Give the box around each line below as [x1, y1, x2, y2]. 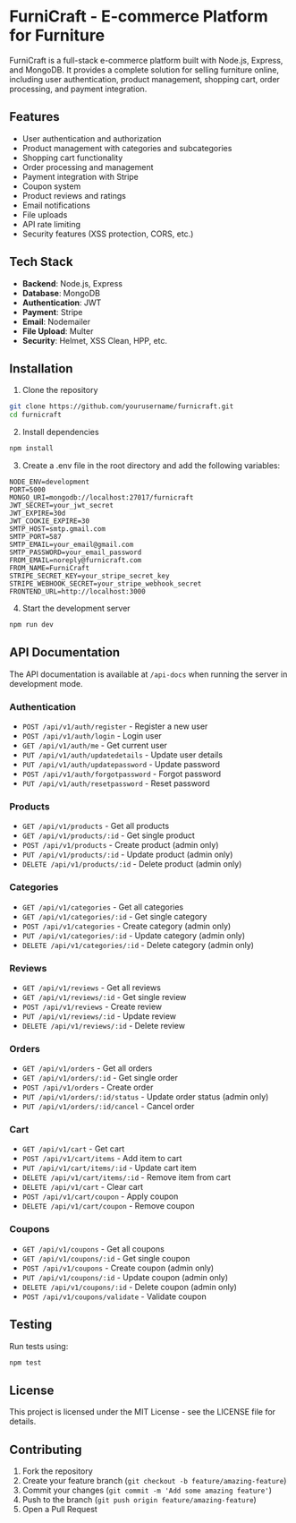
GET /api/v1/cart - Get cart [21, 1143, 125, 1154]
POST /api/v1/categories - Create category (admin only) [21, 920, 232, 931]
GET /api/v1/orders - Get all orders [21, 1063, 153, 1074]
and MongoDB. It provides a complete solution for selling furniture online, [9, 64, 280, 75]
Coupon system [21, 181, 81, 192]
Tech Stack [9, 254, 73, 270]
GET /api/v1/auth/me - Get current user [21, 740, 168, 750]
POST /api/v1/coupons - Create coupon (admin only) [21, 1262, 215, 1273]
